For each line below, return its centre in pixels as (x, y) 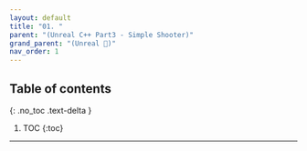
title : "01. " (37, 26)
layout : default (40, 18)
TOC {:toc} (43, 127)
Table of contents (60, 89)
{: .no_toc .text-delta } (51, 110)
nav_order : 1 (34, 52)
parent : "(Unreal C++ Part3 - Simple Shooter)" (102, 35)
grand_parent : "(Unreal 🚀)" (63, 43)
